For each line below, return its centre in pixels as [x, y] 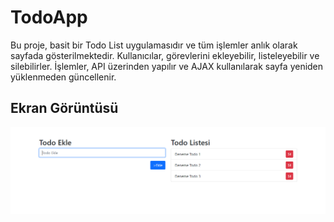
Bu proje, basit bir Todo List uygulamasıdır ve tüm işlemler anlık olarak [154, 45]
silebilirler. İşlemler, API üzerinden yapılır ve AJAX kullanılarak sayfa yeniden [167, 66]
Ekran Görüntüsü [64, 108]
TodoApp [49, 17]
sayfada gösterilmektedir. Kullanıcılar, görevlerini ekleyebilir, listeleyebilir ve [165, 55]
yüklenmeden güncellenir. [63, 77]
